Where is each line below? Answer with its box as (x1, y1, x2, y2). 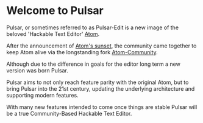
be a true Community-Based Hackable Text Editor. (6, 110, 132, 117)
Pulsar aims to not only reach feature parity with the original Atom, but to (6, 79, 189, 86)
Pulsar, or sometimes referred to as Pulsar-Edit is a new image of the (6, 24, 179, 31)
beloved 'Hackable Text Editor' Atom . (6, 30, 99, 37)
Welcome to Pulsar (6, 4, 104, 18)
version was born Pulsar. (6, 66, 69, 74)
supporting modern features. (6, 91, 79, 99)
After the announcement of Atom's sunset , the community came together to (6, 42, 197, 49)
